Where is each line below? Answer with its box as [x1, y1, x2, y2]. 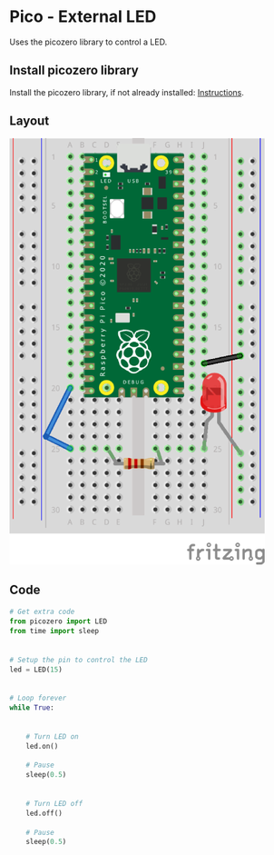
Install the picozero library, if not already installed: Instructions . [9, 86, 245, 97]
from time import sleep [9, 627, 100, 636]
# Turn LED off [25, 799, 83, 808]
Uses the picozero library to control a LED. [9, 36, 168, 47]
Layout [9, 114, 50, 129]
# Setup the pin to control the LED [9, 655, 148, 664]
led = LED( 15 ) [9, 665, 64, 674]
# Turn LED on [25, 731, 79, 741]
